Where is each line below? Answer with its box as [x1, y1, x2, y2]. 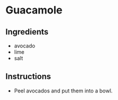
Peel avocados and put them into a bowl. [14, 87, 113, 94]
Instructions [5, 71, 51, 82]
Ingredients [5, 27, 49, 37]
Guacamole [5, 4, 63, 17]
